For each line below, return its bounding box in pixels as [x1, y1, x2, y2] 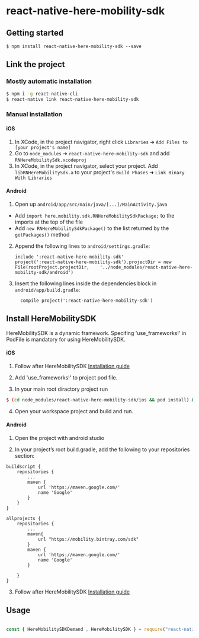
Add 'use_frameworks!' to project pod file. [14, 374, 118, 381]
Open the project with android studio [14, 434, 105, 441]
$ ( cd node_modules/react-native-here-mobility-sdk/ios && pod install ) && [6, 397, 197, 403]
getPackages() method [14, 231, 70, 238]
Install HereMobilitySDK [6, 314, 97, 324]
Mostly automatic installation [6, 77, 92, 85]
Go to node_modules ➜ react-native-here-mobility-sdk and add [14, 149, 170, 157]
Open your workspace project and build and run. [14, 407, 134, 414]
